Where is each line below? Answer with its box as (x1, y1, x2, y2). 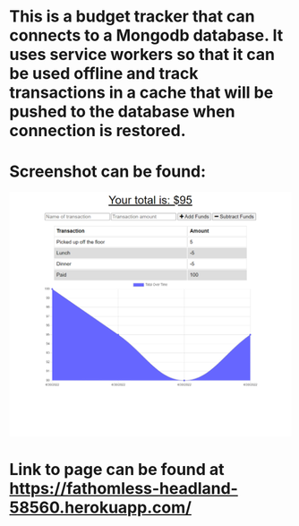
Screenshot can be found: (9, 161, 207, 182)
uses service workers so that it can (9, 45, 276, 65)
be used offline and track (9, 64, 199, 84)
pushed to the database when (9, 101, 235, 122)
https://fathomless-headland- (9, 478, 239, 498)
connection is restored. (9, 121, 186, 141)
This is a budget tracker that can (9, 6, 255, 27)
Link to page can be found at (9, 459, 226, 479)
